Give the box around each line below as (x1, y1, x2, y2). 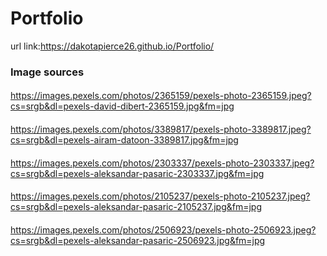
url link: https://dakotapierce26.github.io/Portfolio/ (10, 40, 215, 52)
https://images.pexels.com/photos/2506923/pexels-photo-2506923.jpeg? (10, 223, 317, 236)
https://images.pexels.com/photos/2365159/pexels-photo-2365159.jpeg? (10, 90, 312, 102)
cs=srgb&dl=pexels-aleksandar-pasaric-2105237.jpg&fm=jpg (10, 201, 262, 213)
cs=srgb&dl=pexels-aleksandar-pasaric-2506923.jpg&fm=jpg (10, 234, 266, 246)
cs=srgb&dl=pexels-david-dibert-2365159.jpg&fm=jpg (10, 100, 235, 112)
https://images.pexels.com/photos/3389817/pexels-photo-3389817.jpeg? (10, 123, 312, 136)
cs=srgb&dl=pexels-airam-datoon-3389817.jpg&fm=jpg (10, 134, 239, 146)
